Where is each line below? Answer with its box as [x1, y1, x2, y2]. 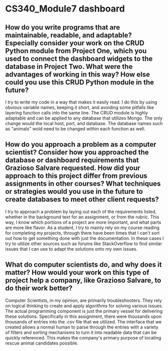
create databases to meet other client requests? [5, 195, 159, 204]
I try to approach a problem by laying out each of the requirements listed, [5, 208, 157, 214]
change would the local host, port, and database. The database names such [5, 121, 163, 126]
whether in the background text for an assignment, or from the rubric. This [5, 214, 159, 220]
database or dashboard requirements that [5, 156, 139, 165]
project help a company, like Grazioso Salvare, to [5, 276, 161, 285]
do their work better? [5, 284, 73, 293]
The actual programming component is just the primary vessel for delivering [5, 308, 162, 314]
